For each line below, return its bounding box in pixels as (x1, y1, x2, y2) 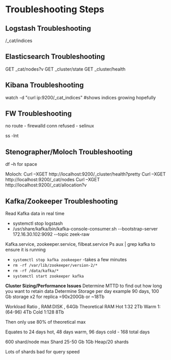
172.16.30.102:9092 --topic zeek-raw (12, 231, 90, 238)
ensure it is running (5, 247, 46, 253)
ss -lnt (5, 133, 19, 139)
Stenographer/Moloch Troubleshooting (5, 147, 133, 156)
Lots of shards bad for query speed (5, 349, 80, 355)
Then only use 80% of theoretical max (5, 319, 86, 325)
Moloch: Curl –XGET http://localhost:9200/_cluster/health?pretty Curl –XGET (5, 171, 166, 177)
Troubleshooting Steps (5, 4, 105, 15)
